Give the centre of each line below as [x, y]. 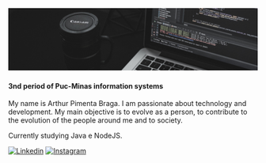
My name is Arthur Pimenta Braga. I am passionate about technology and [127, 104]
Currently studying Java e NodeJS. [65, 136]
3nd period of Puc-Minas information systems [86, 85]
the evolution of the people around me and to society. [96, 120]
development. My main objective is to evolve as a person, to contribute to [128, 112]
